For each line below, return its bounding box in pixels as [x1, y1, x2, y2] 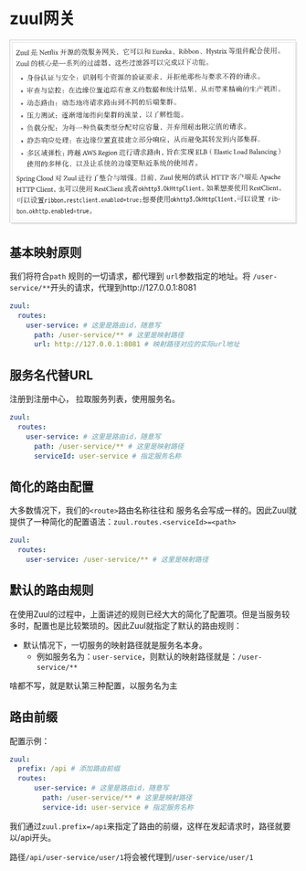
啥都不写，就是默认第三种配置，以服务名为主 [9, 680, 178, 691]
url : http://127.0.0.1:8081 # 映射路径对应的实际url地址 [33, 340, 240, 349]
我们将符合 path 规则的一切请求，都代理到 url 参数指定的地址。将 [9, 271, 251, 281]
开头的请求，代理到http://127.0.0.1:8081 [49, 281, 196, 292]
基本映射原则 [9, 244, 82, 260]
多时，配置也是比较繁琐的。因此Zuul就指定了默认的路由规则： [9, 620, 242, 631]
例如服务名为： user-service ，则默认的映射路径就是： [36, 651, 238, 662]
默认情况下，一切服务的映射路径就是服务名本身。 [22, 639, 207, 650]
